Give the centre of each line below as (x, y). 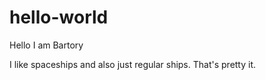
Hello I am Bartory (46, 45)
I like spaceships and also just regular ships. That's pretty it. (133, 64)
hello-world (59, 17)
